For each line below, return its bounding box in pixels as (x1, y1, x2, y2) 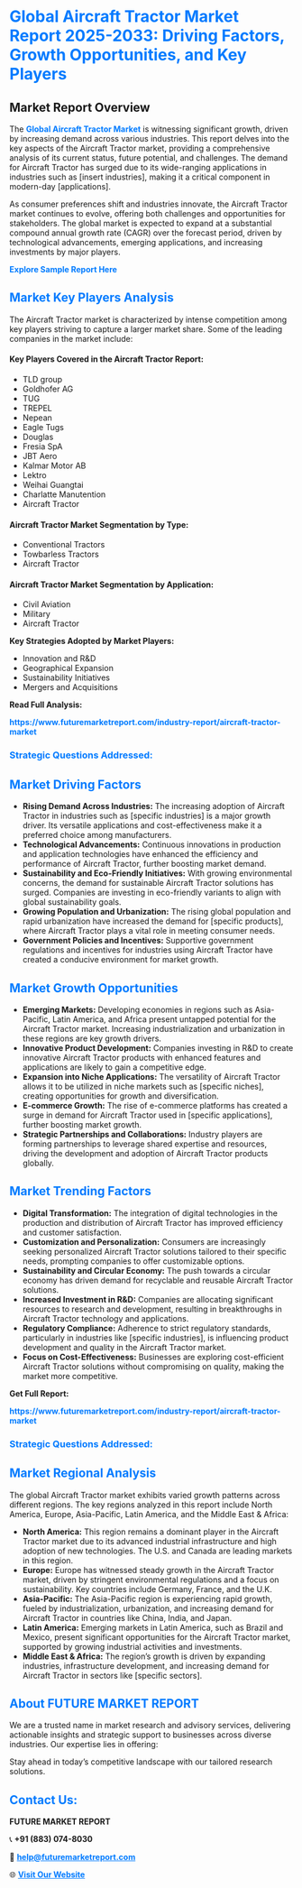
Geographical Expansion (22, 663, 114, 674)
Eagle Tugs (22, 422, 65, 433)
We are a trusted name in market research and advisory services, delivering (9, 1720, 291, 1731)
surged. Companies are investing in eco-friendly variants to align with (22, 887, 281, 898)
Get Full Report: (9, 1387, 69, 1399)
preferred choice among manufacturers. (22, 830, 172, 841)
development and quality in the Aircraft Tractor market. (22, 1341, 227, 1352)
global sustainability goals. (22, 897, 122, 907)
